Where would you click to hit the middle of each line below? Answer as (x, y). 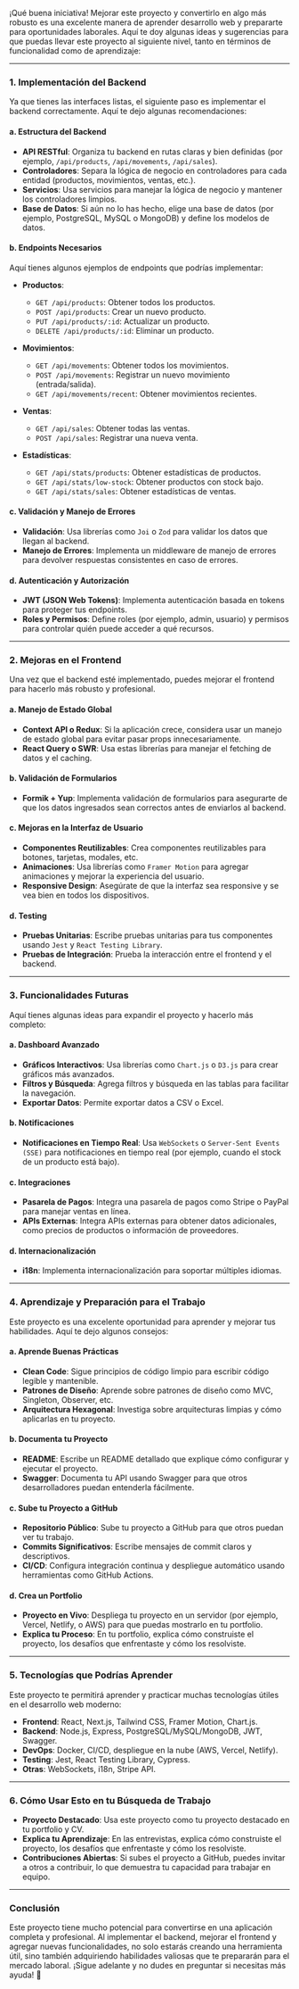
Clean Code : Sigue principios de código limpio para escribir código (145, 1371)
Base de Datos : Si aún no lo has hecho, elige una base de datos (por (148, 208)
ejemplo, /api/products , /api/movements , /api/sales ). (120, 161)
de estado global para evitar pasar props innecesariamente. (132, 739)
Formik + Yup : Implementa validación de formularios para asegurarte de (154, 798)
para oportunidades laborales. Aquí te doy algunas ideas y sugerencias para (149, 32)
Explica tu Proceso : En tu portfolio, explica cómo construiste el (138, 1634)
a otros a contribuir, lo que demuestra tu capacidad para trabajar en (146, 1868)
